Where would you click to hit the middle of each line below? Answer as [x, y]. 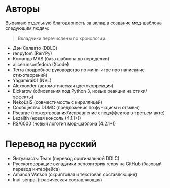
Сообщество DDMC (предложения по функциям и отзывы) [76, 107]
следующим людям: [27, 28]
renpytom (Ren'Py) [32, 53]
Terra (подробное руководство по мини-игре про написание [78, 70]
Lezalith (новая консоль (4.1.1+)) [47, 118]
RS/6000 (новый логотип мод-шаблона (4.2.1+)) [64, 123]
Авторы [23, 9]
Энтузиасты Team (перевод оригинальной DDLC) [66, 158]
